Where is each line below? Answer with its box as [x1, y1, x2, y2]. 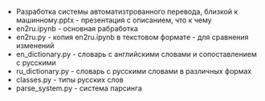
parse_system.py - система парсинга [15, 83, 143, 93]
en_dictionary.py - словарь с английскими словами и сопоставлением [15, 50, 257, 59]
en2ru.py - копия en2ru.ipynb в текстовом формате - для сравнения [15, 32, 249, 42]
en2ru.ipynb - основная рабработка [15, 24, 139, 33]
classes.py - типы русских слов [15, 75, 124, 84]
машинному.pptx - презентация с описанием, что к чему [15, 15, 212, 25]
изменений [15, 41, 55, 50]
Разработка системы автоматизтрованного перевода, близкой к [15, 7, 238, 16]
